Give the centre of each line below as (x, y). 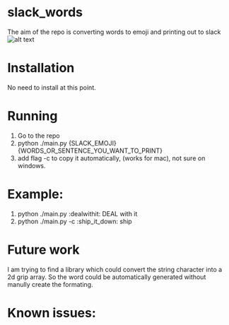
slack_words (45, 12)
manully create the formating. (50, 284)
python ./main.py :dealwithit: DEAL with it (77, 213)
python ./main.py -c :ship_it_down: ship (75, 221)
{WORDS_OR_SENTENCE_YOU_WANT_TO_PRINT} (90, 150)
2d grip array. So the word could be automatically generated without (107, 277)
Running (33, 116)
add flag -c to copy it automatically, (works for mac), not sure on (111, 158)
